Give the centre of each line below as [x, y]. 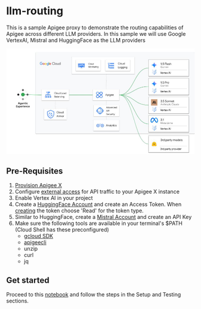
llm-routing [35, 11]
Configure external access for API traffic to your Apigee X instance [97, 191]
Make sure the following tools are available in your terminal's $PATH [98, 223]
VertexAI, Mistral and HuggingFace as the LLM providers [76, 40]
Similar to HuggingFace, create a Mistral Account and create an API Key [103, 217]
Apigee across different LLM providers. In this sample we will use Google [96, 33]
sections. [17, 301]
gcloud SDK [39, 236]
